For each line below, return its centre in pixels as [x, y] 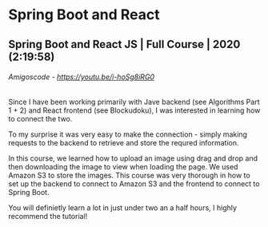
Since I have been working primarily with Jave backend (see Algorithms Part [134, 102]
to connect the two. [40, 118]
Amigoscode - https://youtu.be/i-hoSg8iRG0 [81, 77]
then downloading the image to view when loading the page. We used [123, 166]
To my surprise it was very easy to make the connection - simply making [128, 134]
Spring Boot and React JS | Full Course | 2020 [124, 44]
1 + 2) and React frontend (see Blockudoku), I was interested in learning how [134, 110]
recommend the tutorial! [48, 216]
